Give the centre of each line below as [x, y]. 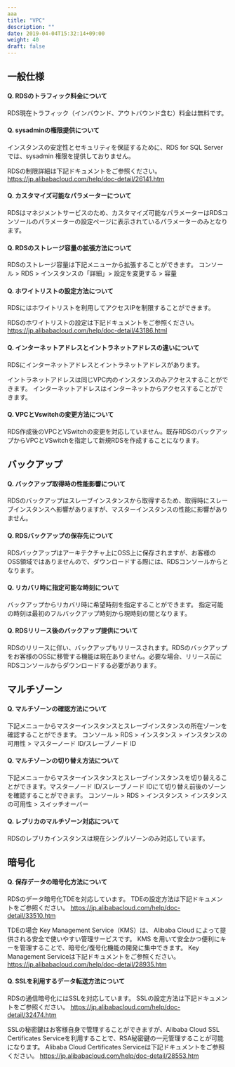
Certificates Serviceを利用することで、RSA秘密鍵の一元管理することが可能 [116, 1038]
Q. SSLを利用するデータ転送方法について [66, 981]
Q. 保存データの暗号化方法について [57, 882]
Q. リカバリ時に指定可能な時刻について [63, 588]
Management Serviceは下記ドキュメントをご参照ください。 [94, 956]
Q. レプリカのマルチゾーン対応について [63, 821]
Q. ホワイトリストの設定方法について [60, 291]
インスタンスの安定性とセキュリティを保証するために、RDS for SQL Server [115, 147]
